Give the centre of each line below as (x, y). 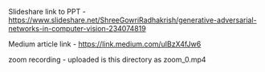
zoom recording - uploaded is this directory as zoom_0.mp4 (107, 60)
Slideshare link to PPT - (47, 12)
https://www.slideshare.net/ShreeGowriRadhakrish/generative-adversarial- (132, 20)
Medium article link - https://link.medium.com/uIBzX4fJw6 (105, 44)
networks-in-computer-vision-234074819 (77, 28)
